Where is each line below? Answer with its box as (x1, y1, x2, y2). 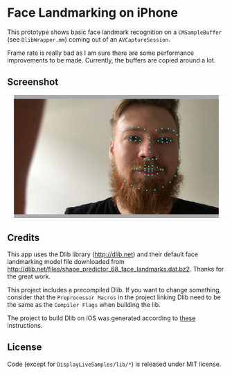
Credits (7, 231, 40, 244)
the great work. (7, 272, 51, 281)
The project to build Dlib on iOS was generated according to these (7, 314, 196, 322)
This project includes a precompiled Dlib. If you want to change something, (7, 286, 222, 294)
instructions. (7, 322, 43, 330)
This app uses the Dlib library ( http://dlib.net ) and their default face (7, 250, 199, 258)
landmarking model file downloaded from (7, 258, 125, 266)
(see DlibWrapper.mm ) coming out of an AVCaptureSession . (7, 35, 171, 43)
